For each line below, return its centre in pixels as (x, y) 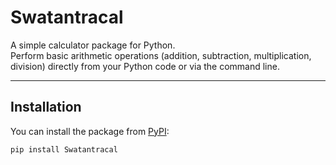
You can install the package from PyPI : (90, 131)
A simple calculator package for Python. (93, 45)
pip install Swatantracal (64, 149)
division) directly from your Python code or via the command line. (145, 66)
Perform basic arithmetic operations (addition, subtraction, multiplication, (161, 55)
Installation (46, 107)
